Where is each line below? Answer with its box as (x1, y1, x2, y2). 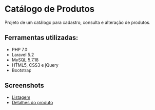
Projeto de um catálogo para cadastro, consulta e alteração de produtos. (4, 19, 151, 25)
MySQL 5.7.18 (11, 57, 39, 63)
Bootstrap (11, 67, 32, 73)
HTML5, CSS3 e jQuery (11, 62, 59, 68)
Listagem (11, 94, 31, 100)
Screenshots (4, 81, 44, 90)
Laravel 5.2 (11, 52, 35, 57)
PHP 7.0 (11, 46, 28, 52)
